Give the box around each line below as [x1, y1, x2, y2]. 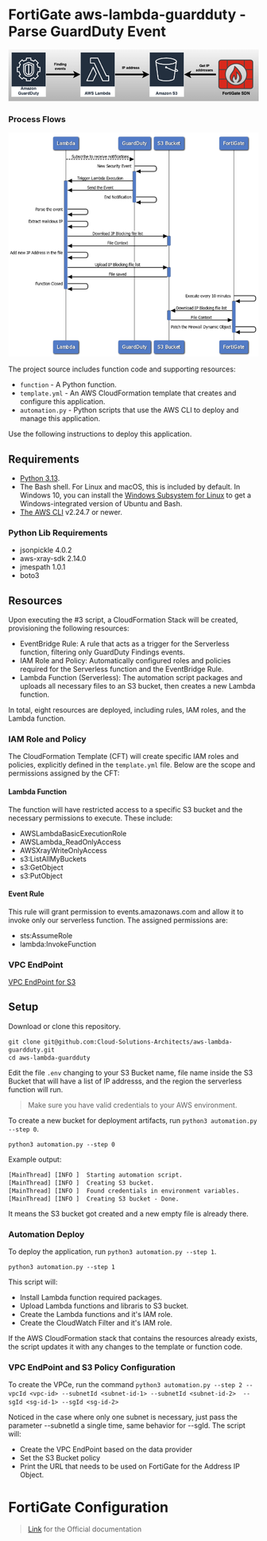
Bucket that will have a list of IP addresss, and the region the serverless [8, 1076, 242, 1086]
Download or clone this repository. [8, 1021, 122, 1031]
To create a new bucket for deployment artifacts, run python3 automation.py [8, 1115, 257, 1125]
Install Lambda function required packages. [19, 1293, 163, 1303]
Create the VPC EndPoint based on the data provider [19, 1445, 193, 1454]
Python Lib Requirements [8, 527, 109, 538]
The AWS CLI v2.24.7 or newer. [19, 507, 123, 517]
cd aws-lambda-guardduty [8, 1054, 91, 1062]
